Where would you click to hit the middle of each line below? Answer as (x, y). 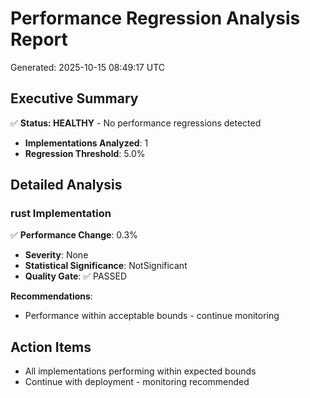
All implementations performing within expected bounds (140, 371)
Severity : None (56, 255)
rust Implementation (61, 214)
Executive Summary (74, 98)
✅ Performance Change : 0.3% (74, 235)
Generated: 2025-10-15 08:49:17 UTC (87, 67)
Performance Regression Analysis (155, 18)
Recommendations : (51, 296)
